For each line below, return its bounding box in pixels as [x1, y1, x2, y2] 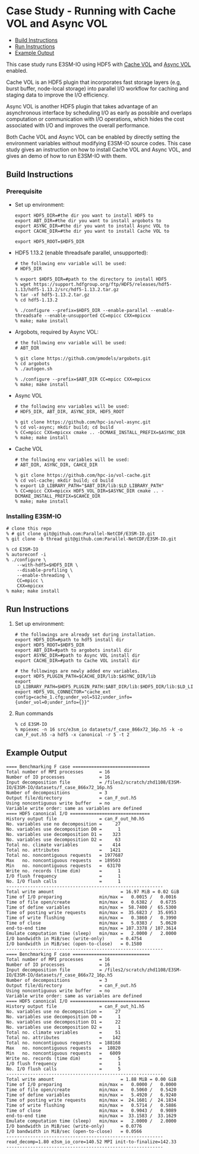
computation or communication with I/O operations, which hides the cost [6, 115, 185, 123]
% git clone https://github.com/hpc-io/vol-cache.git [14, 472, 151, 478]
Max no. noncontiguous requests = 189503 [6, 857, 121, 863]
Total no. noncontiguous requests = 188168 [6, 1040, 121, 1046]
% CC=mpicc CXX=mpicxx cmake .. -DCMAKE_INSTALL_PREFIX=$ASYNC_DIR [14, 429, 185, 435]
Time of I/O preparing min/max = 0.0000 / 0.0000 [6, 1081, 177, 1087]
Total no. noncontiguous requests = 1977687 [6, 852, 124, 858]
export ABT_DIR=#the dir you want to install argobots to [14, 217, 162, 224]
